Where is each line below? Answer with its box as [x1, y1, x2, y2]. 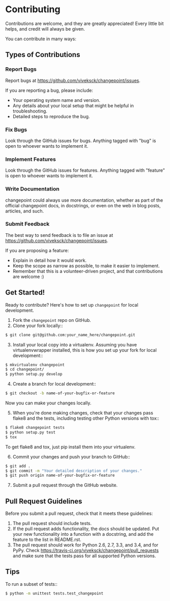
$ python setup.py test [5, 429, 56, 435]
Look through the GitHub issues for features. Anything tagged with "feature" [5, 167, 165, 174]
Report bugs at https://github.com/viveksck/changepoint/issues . [5, 77, 141, 84]
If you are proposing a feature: [5, 247, 69, 253]
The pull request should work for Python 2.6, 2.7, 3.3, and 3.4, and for [12, 542, 159, 548]
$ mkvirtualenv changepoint [5, 362, 65, 367]
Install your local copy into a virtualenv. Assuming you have [12, 341, 137, 347]
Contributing [5, 4, 61, 15]
